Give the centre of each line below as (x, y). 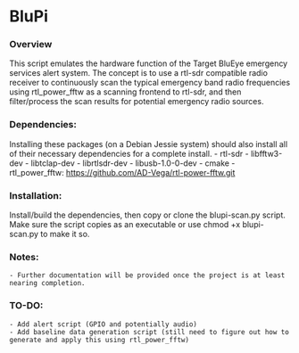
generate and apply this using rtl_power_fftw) (100, 340)
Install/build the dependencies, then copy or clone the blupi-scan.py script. (147, 215)
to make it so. (65, 234)
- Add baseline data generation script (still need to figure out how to (149, 332)
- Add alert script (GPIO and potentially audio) (104, 324)
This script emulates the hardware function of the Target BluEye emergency (149, 63)
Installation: (36, 195)
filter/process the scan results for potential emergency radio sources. (137, 102)
